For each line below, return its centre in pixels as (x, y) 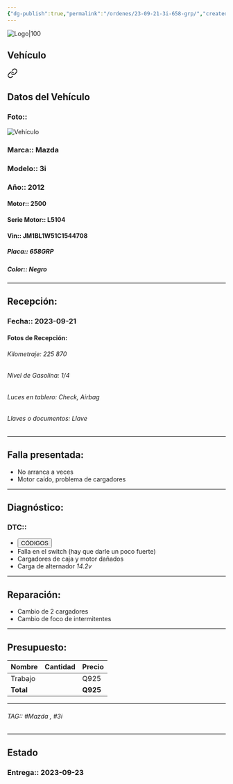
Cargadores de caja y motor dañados (70, 559)
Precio (93, 667)
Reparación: (34, 594)
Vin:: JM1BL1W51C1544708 (48, 235)
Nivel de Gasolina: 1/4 (38, 376)
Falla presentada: (46, 455)
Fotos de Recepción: (37, 337)
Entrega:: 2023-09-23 (46, 772)
